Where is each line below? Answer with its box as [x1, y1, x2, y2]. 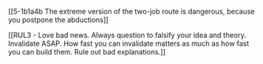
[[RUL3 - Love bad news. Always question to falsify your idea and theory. [8, 31, 246, 40]
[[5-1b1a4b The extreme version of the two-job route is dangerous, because [8, 7, 255, 16]
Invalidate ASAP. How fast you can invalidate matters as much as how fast [8, 39, 250, 48]
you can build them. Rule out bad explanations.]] [8, 47, 166, 56]
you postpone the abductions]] [8, 15, 109, 24]
